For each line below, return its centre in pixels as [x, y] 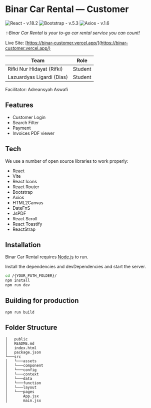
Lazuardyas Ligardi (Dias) [38, 77]
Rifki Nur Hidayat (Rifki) [35, 69]
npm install [17, 281]
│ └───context [22, 374]
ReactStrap [24, 229]
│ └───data [19, 378]
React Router [26, 187]
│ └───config [21, 370]
